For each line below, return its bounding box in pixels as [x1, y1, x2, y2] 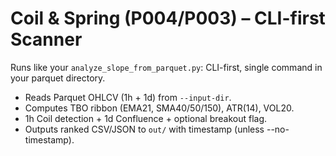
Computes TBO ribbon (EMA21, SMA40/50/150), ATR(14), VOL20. [24, 102, 295, 114]
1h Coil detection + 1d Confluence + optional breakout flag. [24, 112, 268, 124]
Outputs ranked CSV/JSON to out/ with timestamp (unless [24, 123, 265, 135]
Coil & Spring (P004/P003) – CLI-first [10, 7, 326, 30]
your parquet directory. [10, 72, 106, 84]
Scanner [10, 28, 83, 51]
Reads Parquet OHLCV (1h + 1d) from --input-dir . [24, 91, 232, 103]
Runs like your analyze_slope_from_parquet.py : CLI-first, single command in [10, 61, 323, 73]
